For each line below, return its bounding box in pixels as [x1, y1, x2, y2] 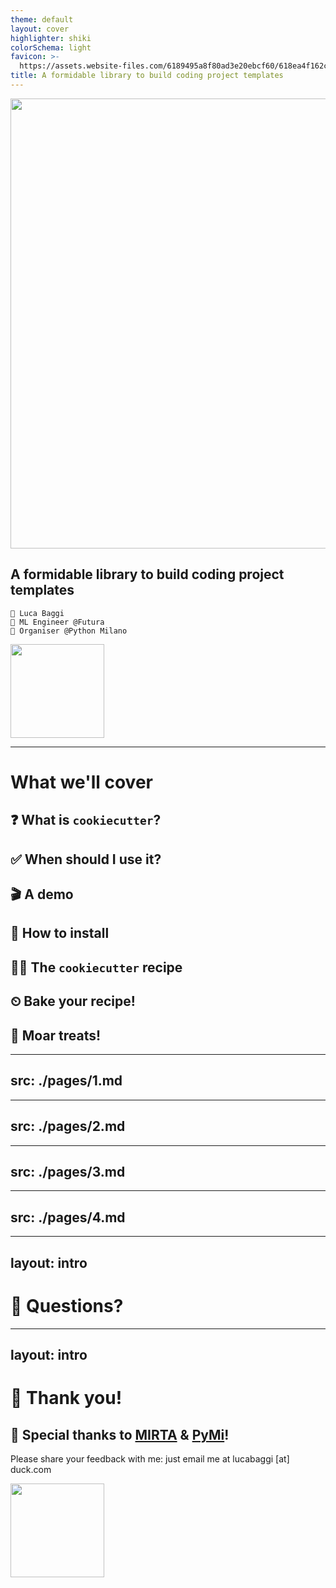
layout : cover [10, 24, 70, 34]
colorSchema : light [10, 42, 92, 53]
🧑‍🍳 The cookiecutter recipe [10, 959, 183, 976]
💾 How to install [10, 925, 110, 942]
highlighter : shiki [10, 33, 92, 43]
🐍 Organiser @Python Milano [10, 626, 128, 636]
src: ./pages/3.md [10, 1164, 126, 1181]
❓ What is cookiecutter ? [10, 812, 162, 829]
